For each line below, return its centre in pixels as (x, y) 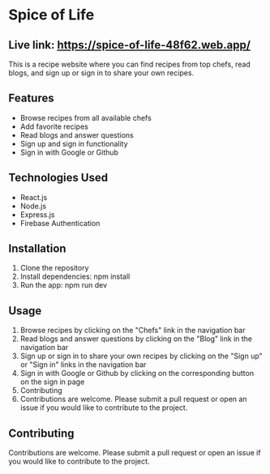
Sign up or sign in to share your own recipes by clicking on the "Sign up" (141, 356)
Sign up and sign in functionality (74, 143)
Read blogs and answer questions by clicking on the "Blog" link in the (136, 339)
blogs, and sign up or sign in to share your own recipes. (101, 73)
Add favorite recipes (54, 126)
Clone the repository (54, 268)
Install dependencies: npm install (75, 276)
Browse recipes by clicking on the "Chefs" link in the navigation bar (133, 331)
